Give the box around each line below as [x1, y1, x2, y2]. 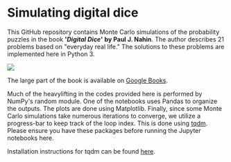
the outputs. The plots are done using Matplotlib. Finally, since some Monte [7, 104, 223, 112]
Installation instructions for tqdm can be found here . [7, 147, 156, 155]
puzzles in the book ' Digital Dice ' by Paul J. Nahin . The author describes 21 [7, 35, 224, 43]
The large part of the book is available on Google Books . [7, 76, 169, 84]
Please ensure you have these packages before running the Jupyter [7, 126, 201, 134]
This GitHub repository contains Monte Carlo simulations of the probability [7, 28, 220, 36]
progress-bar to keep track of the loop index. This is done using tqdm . [7, 119, 208, 127]
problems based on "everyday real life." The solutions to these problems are [7, 42, 225, 51]
